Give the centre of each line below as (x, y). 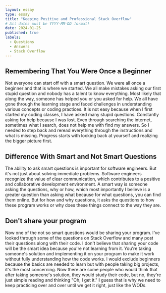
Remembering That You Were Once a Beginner (78, 71)
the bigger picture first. (29, 141)
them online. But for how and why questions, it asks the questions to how (80, 200)
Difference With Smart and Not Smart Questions (81, 156)
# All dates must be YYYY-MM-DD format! (48, 24)
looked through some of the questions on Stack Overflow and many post (79, 238)
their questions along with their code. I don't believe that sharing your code (82, 243)
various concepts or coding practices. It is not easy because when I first (79, 109)
